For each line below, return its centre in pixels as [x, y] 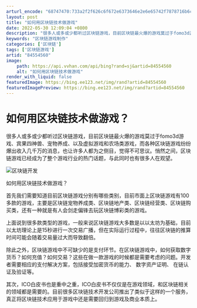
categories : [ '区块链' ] [34, 45]
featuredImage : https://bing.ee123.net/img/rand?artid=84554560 [86, 83]
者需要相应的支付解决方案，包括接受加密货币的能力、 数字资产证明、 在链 [95, 264]
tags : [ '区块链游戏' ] [30, 50]
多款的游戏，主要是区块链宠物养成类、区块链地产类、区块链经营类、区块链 [96, 202]
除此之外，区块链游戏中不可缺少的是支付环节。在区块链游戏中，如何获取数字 [98, 249]
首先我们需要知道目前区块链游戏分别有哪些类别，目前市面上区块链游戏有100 [98, 195]
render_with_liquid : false [39, 77]
